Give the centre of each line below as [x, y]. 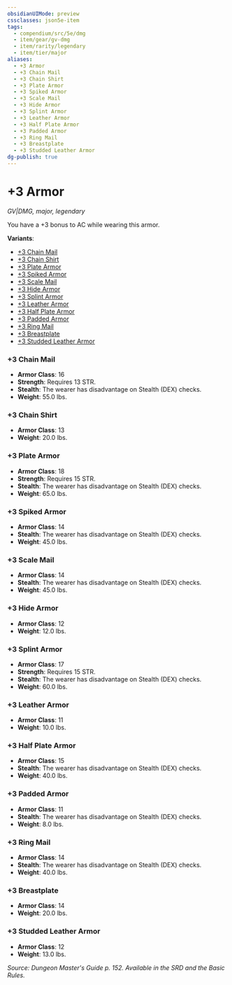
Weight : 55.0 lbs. [42, 397]
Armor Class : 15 [41, 761]
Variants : [21, 238]
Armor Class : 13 [41, 430]
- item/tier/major [41, 53]
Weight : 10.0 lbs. [42, 728]
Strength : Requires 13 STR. [57, 382]
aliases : [20, 60]
